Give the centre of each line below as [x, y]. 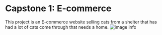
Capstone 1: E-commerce [58, 9]
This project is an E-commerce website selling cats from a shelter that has [81, 22]
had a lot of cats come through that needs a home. [57, 27]
